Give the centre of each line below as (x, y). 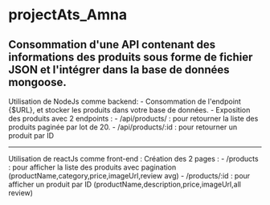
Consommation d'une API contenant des (112, 45)
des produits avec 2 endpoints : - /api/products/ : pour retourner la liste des (133, 119)
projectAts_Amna (67, 15)
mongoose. (37, 82)
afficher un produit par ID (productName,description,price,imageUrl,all (125, 184)
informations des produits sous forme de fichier (131, 57)
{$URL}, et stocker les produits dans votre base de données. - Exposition (129, 110)
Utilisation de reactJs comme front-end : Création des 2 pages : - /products (133, 159)
